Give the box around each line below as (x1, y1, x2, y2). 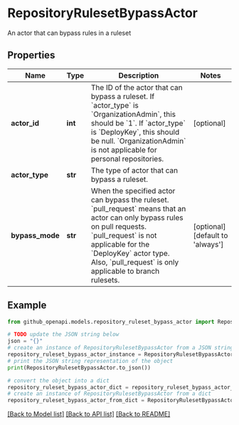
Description (118, 70, 159, 80)
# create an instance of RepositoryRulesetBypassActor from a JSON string (7, 344, 234, 352)
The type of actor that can (91, 165, 179, 175)
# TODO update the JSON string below (7, 331, 119, 338)
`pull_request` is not (91, 230, 157, 240)
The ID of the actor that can (91, 82, 183, 92)
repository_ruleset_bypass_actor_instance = (7, 351, 142, 358)
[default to (193, 230, 228, 240)
